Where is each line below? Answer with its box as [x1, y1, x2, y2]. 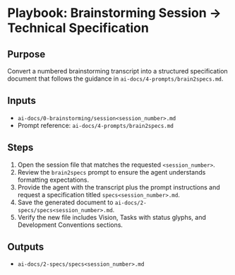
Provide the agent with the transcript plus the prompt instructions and [17, 182, 220, 192]
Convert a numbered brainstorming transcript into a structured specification [7, 67, 228, 75]
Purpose [7, 48, 46, 60]
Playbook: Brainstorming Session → [7, 5, 222, 21]
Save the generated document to [17, 198, 114, 206]
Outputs [7, 241, 44, 253]
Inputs [7, 95, 37, 107]
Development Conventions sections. [17, 221, 123, 229]
